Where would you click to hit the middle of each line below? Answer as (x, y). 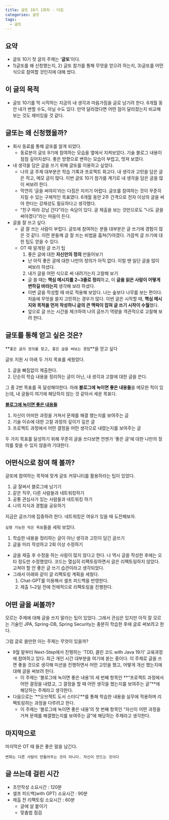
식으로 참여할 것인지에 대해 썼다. (44, 72)
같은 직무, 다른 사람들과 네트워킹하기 (48, 493)
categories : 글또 (22, 15)
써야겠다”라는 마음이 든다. (46, 216)
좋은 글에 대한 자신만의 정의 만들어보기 (66, 254)
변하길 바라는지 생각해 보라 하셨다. (61, 286)
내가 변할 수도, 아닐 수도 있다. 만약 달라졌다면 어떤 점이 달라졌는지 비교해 (89, 109)
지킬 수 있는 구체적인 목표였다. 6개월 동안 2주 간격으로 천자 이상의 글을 (90, 197)
